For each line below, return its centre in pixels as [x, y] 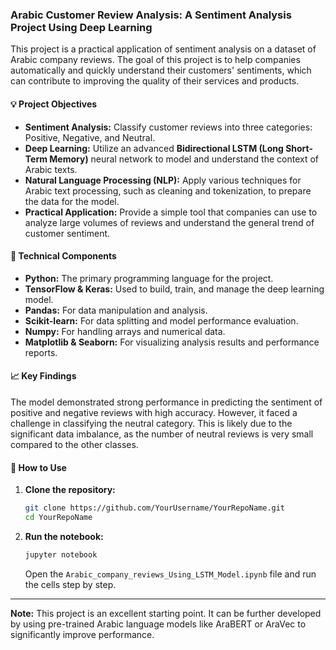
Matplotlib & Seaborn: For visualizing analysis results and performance [172, 342]
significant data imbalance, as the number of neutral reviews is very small [162, 434]
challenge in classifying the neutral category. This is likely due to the [151, 423]
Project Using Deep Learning [81, 27]
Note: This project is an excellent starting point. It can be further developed [166, 613]
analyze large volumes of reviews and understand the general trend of [169, 222]
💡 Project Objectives [54, 104]
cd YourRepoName [58, 517]
